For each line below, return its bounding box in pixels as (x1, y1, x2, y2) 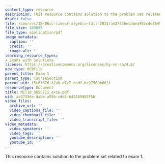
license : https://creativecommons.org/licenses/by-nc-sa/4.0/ (5, 62, 135, 67)
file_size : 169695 (5, 26, 43, 31)
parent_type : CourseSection (5, 76, 63, 81)
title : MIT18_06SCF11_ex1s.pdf (5, 90, 69, 95)
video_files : (5, 99, 32, 104)
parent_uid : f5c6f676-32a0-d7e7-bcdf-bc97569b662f (5, 80, 111, 85)
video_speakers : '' (9, 126, 50, 131)
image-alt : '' (9, 48, 38, 53)
